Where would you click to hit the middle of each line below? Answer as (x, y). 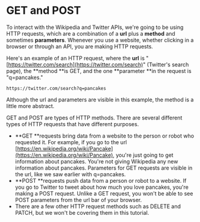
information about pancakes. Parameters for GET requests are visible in (104, 168)
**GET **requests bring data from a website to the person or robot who (105, 136)
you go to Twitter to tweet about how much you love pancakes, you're (102, 187)
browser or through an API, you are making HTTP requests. (80, 46)
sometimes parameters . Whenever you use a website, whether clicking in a (100, 40)
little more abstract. (30, 106)
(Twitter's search (168, 65)
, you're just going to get (143, 155)
